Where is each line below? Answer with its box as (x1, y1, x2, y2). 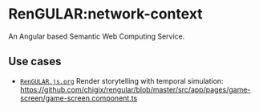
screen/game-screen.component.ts (19, 93, 138, 103)
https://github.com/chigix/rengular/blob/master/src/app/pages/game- (19, 84, 251, 94)
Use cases (8, 55, 62, 68)
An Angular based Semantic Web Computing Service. (8, 31, 185, 41)
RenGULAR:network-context (8, 5, 203, 23)
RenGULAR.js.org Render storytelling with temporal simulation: (19, 76, 224, 85)
